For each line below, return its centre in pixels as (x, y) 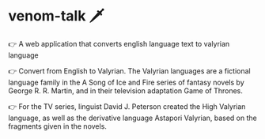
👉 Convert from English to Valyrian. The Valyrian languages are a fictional (129, 71)
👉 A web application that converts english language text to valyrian (119, 43)
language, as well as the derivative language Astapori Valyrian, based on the (132, 118)
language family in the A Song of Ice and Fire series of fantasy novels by (126, 82)
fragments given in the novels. (57, 126)
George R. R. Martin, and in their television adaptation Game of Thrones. (126, 90)
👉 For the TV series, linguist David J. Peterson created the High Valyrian (127, 106)
